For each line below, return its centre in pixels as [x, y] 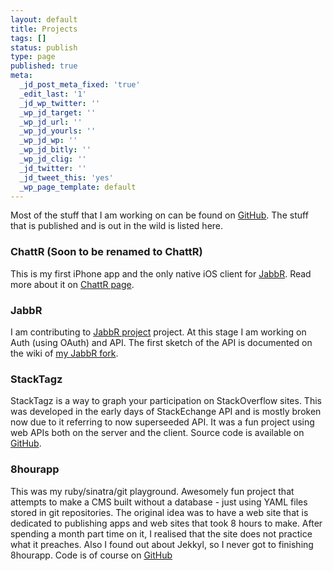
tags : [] [28, 38]
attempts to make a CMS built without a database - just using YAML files [159, 502]
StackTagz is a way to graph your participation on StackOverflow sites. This [166, 401]
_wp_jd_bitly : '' [55, 150]
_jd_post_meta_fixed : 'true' [80, 85]
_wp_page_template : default [78, 187]
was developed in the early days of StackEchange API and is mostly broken [166, 412]
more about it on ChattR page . [72, 284]
